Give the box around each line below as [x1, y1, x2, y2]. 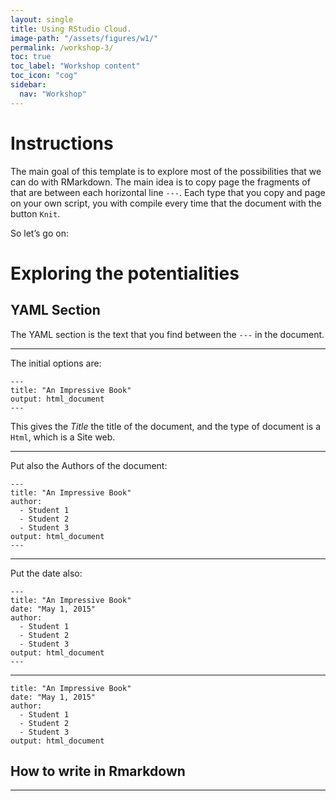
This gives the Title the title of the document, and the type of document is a [10, 420, 322, 432]
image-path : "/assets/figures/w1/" [10, 33, 159, 43]
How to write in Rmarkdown [10, 762, 186, 780]
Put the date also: [10, 567, 83, 579]
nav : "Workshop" [19, 89, 87, 99]
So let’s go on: [10, 227, 69, 239]
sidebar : [10, 80, 47, 90]
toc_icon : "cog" [10, 71, 78, 81]
